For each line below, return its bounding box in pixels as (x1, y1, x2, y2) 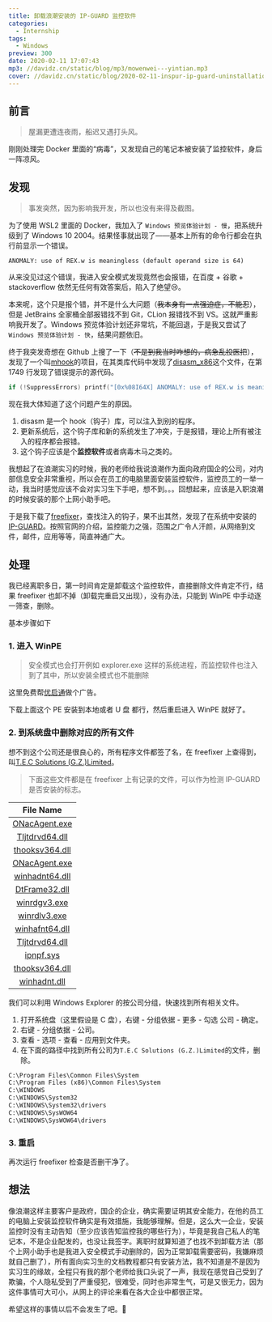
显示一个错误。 (22, 240, 73, 251)
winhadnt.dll (19, 976, 66, 987)
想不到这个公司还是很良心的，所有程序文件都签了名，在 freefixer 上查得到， (8, 746, 261, 757)
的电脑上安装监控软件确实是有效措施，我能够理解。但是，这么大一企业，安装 (8, 1216, 264, 1226)
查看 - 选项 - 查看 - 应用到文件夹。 (19, 1035, 135, 1044)
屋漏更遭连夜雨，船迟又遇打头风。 (28, 127, 142, 137)
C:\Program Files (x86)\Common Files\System (8, 1078, 161, 1087)
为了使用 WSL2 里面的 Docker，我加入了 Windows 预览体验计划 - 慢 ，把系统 (8, 220, 257, 231)
